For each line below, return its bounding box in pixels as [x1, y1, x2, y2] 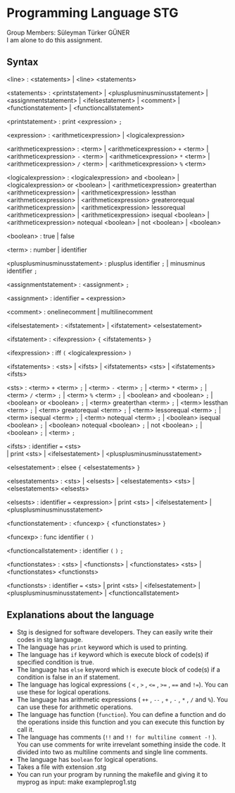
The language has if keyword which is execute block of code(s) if [16, 650, 209, 658]
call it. [16, 725, 34, 734]
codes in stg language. [16, 635, 84, 644]
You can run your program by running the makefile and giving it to [16, 770, 208, 778]
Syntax [6, 56, 39, 68]
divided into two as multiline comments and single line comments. [16, 747, 208, 756]
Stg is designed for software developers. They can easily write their [16, 627, 213, 636]
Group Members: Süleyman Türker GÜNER [6, 28, 130, 37]
